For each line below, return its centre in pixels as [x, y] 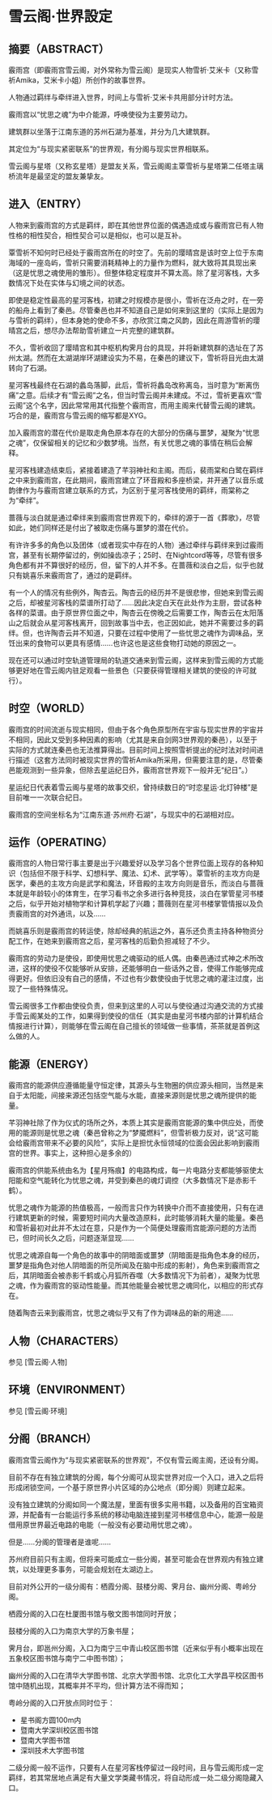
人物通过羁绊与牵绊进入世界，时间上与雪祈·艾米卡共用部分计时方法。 [123, 97]
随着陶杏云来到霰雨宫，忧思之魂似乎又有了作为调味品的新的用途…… [121, 1313]
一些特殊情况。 [47, 989]
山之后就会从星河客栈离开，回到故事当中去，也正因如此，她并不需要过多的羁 [136, 622]
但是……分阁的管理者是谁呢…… [60, 1542]
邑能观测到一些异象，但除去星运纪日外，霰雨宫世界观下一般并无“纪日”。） [130, 770]
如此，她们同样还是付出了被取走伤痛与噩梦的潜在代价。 [100, 528]
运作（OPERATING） [61, 843]
